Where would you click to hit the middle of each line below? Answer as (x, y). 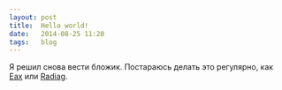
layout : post (33, 17)
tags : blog (33, 42)
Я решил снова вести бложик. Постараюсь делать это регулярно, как (141, 67)
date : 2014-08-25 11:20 (57, 34)
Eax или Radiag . (38, 77)
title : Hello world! (49, 26)
